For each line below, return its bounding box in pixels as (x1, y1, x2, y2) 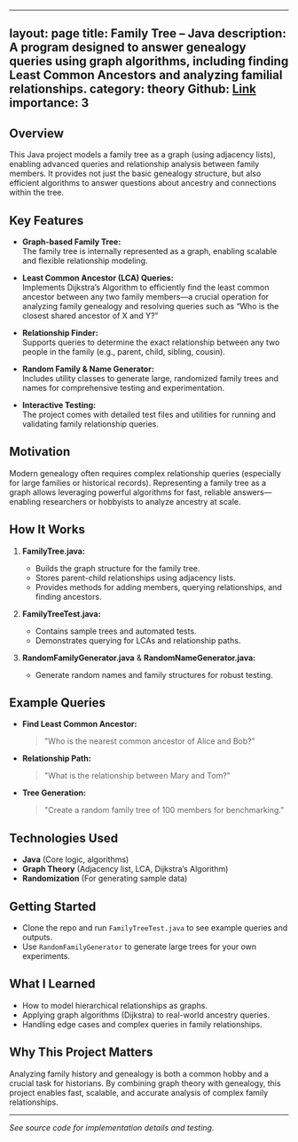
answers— (232, 486, 272, 498)
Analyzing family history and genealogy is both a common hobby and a (9, 1068, 269, 1079)
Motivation (9, 444, 71, 459)
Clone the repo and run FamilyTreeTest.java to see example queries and (21, 922, 288, 933)
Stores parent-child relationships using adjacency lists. (35, 572, 236, 583)
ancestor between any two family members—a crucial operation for (21, 291, 269, 302)
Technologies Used (9, 830, 118, 845)
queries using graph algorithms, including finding (9, 54, 289, 69)
